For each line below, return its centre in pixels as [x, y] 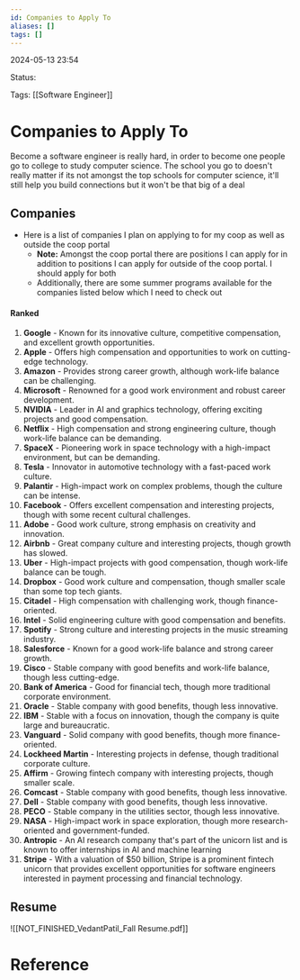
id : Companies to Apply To [61, 18]
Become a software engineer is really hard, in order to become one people [148, 156]
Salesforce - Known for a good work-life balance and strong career [148, 649]
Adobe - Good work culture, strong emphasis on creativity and [140, 524]
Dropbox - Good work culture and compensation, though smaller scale [154, 582]
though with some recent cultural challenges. [107, 515]
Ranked [25, 313]
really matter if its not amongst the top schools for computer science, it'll [145, 176]
